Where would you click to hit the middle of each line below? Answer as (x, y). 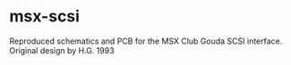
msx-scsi (45, 16)
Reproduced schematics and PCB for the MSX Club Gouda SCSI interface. (146, 41)
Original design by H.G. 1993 (62, 50)
